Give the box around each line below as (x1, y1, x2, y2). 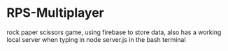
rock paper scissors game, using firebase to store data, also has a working (6, 28, 222, 36)
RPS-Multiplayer (6, 5, 104, 21)
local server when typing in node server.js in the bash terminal (6, 35, 186, 43)
